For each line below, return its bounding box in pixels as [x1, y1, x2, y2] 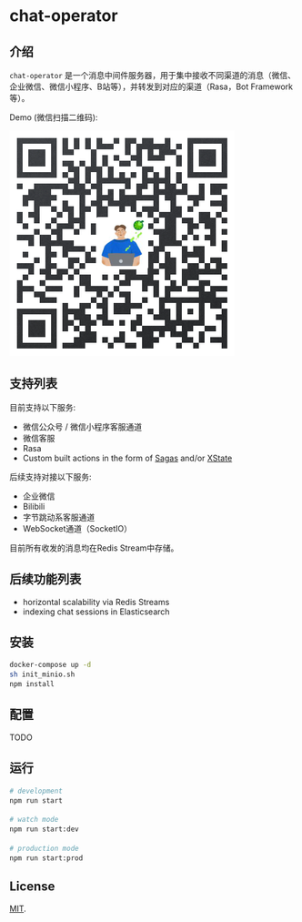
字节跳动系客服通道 [22, 512, 96, 522]
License [9, 879, 55, 895]
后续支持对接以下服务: [9, 471, 93, 482]
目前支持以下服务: [9, 401, 76, 412]
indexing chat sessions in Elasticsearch [22, 606, 170, 617]
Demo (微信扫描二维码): [9, 112, 98, 123]
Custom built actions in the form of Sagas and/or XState [22, 452, 233, 463]
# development [9, 786, 64, 795]
